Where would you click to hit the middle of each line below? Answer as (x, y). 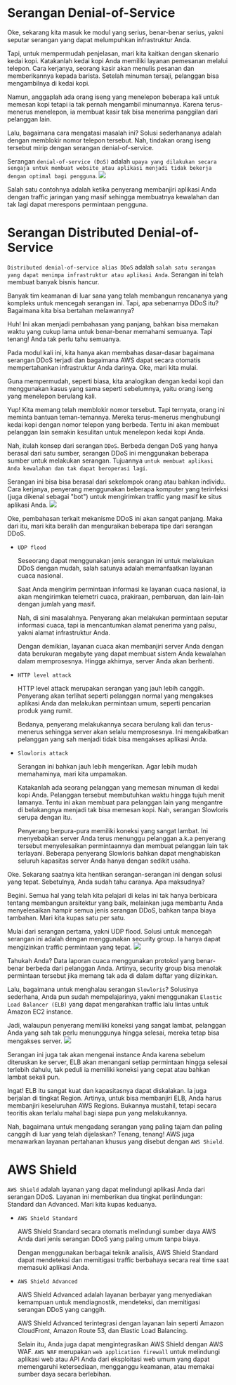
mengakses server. (35, 1041)
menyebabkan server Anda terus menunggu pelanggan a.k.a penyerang (122, 838)
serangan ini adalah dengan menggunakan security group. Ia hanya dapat (114, 939)
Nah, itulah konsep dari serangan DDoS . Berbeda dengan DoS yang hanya (113, 445)
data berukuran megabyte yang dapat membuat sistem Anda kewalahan (122, 654)
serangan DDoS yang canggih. (62, 1309)
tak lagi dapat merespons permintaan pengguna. (78, 204)
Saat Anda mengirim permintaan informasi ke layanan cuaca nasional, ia (122, 589)
